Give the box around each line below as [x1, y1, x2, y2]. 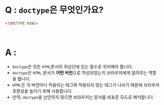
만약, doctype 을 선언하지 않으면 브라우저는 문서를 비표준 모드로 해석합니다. [12, 94, 155, 100]
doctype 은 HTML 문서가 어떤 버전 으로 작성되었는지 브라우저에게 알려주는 [12, 69, 148, 76]
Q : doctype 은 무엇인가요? [5, 4, 104, 16]
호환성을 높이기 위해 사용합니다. [12, 88, 72, 94]
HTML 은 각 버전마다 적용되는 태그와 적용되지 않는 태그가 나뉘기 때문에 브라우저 [12, 82, 160, 88]
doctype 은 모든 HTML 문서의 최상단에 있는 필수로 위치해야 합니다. [12, 63, 133, 69]
